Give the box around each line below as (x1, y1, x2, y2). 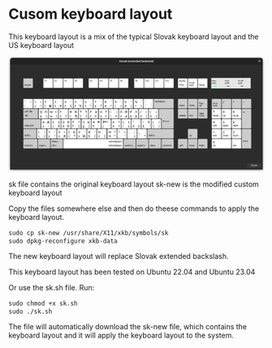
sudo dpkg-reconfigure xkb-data (8, 237, 118, 245)
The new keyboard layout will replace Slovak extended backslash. (8, 251, 229, 260)
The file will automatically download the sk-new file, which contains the (8, 321, 248, 331)
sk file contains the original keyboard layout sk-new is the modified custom (8, 179, 260, 189)
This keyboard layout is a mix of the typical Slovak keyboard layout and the (8, 32, 259, 41)
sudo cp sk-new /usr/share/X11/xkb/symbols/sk (8, 229, 169, 237)
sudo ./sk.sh (8, 307, 53, 316)
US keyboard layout (8, 40, 75, 49)
